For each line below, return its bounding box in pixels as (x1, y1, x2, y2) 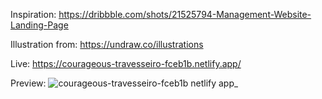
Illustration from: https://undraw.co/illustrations (10, 39, 204, 50)
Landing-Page (10, 19, 69, 31)
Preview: (10, 77, 47, 89)
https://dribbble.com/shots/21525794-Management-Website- (58, 9, 312, 20)
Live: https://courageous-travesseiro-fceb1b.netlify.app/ (10, 58, 242, 69)
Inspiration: (10, 9, 57, 20)
